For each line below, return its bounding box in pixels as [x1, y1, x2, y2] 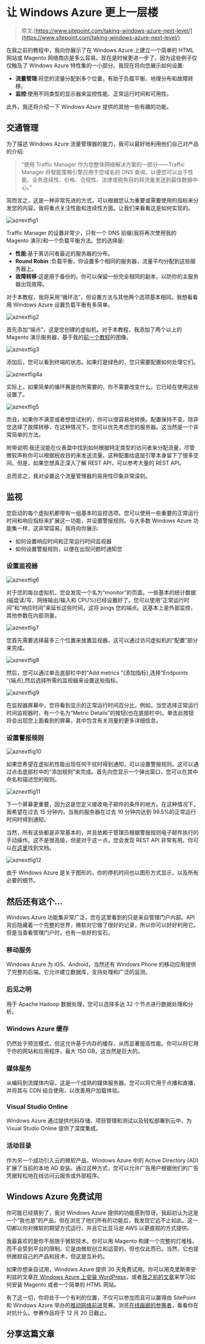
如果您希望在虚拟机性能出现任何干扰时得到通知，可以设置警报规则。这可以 [6, 761, 193, 768]
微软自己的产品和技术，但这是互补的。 [11, 1252, 108, 1260]
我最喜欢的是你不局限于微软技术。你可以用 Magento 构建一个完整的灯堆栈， [6, 1237, 198, 1244]
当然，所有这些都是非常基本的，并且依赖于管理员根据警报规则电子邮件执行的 [6, 829, 199, 836]
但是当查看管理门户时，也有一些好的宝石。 [6, 929, 113, 936]
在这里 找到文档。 [12, 844, 55, 852]
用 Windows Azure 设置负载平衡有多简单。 [6, 301, 113, 308]
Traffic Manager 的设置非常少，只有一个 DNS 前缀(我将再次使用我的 [6, 229, 177, 236]
